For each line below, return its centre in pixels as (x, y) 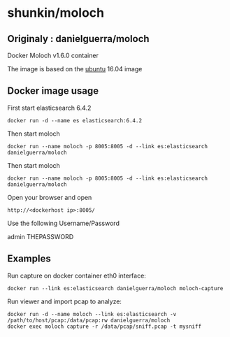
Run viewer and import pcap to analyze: (65, 301)
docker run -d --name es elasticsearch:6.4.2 (74, 120)
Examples (29, 259)
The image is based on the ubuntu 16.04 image (75, 69)
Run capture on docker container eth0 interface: (77, 275)
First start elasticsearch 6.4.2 (49, 108)
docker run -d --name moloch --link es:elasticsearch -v (92, 314)
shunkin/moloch (56, 13)
